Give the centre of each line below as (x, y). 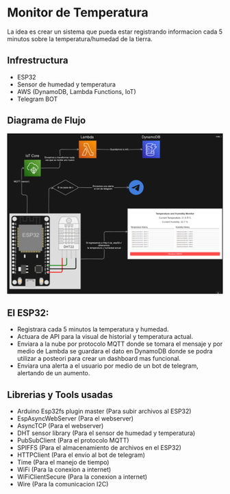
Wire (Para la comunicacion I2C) (63, 484)
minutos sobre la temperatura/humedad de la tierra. (80, 38)
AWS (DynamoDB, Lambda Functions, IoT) (77, 91)
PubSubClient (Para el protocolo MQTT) (73, 440)
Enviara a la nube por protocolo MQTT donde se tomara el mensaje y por (120, 344)
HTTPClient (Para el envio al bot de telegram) (81, 455)
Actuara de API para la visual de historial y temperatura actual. (105, 337)
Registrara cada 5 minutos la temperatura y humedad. (93, 329)
